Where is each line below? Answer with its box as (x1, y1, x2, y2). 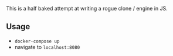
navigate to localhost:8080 (14, 43, 80, 50)
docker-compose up (14, 38, 60, 44)
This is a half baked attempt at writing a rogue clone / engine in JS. (6, 5, 168, 12)
